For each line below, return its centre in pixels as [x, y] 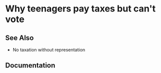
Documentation [30, 65]
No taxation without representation [49, 50]
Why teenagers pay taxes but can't [80, 9]
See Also [19, 38]
